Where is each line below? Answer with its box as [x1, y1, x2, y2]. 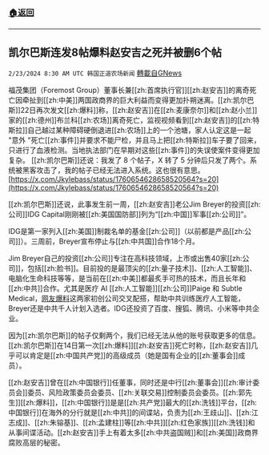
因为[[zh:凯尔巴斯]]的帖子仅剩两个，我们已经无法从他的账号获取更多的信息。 [8, 331, 260, 340]
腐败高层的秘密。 [8, 438, 65, 448]
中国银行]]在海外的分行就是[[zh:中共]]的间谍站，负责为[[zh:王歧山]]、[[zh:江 [8, 408, 259, 417]
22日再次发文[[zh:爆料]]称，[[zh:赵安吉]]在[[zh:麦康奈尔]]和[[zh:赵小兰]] [20, 106, 258, 115]
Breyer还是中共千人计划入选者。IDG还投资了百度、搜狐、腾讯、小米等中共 [8, 304, 253, 313]
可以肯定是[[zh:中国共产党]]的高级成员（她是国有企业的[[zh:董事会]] [14, 351, 239, 360]
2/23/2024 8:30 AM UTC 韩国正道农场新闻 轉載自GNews [8, 68, 183, 78]
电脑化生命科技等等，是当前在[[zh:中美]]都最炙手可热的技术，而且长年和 [8, 274, 247, 284]
